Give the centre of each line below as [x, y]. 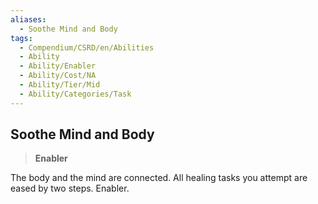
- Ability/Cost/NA [58, 76]
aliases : [28, 19]
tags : [21, 38]
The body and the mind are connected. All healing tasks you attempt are [159, 178]
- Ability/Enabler [58, 66]
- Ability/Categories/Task [75, 94]
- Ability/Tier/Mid [60, 85]
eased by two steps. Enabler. [70, 188]
